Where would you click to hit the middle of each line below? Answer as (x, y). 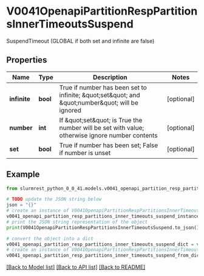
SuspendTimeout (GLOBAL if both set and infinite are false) (80, 41)
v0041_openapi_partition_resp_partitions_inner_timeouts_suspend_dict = (100, 244)
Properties (27, 60)
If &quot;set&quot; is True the (101, 120)
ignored (70, 110)
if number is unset (85, 153)
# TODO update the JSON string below (54, 199)
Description (110, 77)
